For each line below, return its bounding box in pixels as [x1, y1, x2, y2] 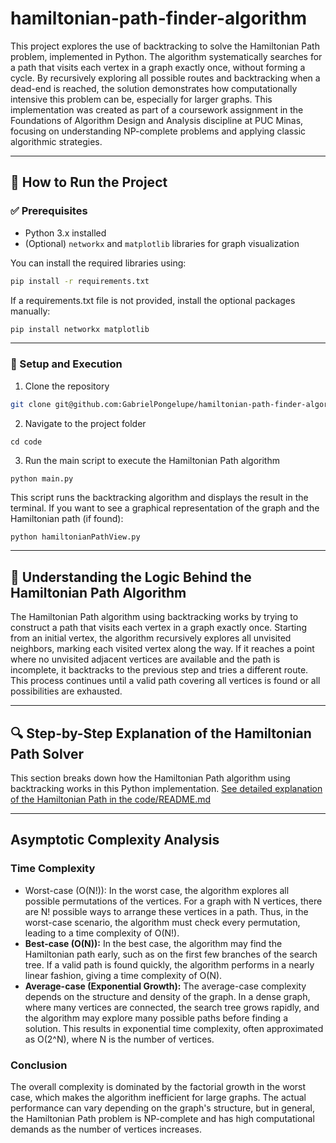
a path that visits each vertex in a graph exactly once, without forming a [10, 61, 306, 73]
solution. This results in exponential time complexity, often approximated [24, 1022, 324, 1034]
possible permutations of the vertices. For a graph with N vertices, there [24, 895, 323, 907]
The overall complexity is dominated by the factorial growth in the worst [10, 1081, 307, 1093]
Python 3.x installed [24, 227, 107, 239]
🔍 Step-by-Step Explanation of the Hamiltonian [10, 725, 312, 742]
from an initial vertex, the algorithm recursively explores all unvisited [10, 632, 292, 644]
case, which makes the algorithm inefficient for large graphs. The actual [10, 1092, 307, 1104]
